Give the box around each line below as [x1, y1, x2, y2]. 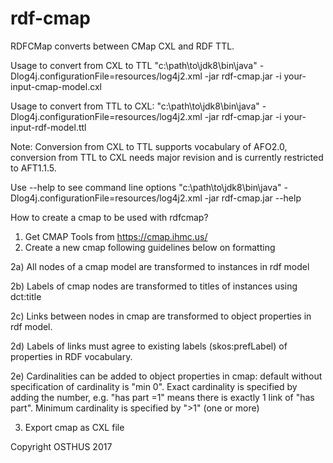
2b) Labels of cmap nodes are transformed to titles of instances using [10, 280, 298, 292]
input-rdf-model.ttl [10, 121, 87, 133]
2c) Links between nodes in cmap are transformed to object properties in [10, 310, 312, 322]
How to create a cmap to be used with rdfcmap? [10, 211, 209, 223]
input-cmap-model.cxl [10, 80, 102, 92]
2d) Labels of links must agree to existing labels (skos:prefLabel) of [10, 340, 288, 352]
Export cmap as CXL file [24, 421, 125, 433]
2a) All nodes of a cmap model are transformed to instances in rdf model [10, 260, 310, 272]
